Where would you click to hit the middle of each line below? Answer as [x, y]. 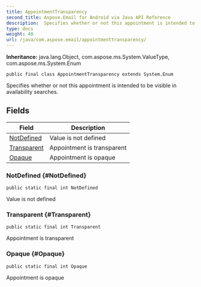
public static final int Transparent [54, 227]
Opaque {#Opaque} [36, 254]
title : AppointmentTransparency [47, 12]
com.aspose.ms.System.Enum [44, 63]
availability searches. [32, 92]
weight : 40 [20, 34]
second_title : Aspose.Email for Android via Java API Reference [88, 17]
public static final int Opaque [47, 266]
